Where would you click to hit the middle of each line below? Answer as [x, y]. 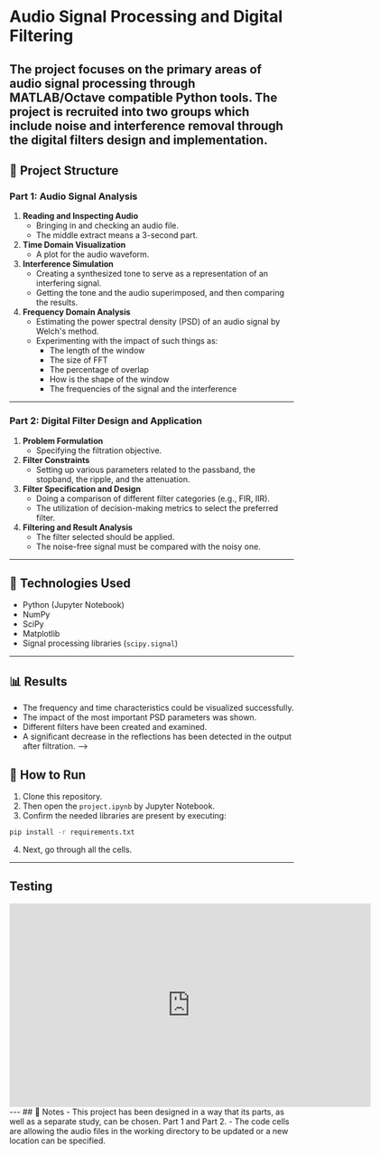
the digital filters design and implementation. [139, 140]
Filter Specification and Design [82, 488]
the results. [57, 303]
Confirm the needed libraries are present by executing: [125, 815]
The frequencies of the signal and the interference [143, 389]
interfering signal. [69, 283]
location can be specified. [58, 1141]
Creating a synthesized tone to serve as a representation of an [152, 274]
